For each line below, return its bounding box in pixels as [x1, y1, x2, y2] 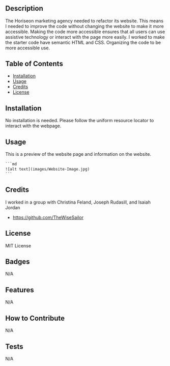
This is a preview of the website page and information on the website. [5, 151, 152, 157]
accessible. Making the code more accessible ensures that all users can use [5, 29, 165, 35]
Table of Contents [5, 60, 64, 68]
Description [5, 4, 43, 13]
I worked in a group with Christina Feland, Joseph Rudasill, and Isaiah [5, 199, 151, 205]
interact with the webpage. [5, 123, 62, 129]
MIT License [5, 242, 32, 248]
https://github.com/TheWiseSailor [12, 214, 84, 220]
